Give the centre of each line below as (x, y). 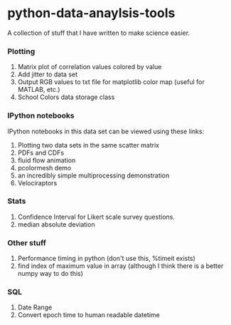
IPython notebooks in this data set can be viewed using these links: (106, 131)
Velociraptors (37, 182)
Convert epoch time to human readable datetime (88, 315)
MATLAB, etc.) (39, 90)
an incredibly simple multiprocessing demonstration (93, 175)
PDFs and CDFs (41, 153)
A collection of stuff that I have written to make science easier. (99, 33)
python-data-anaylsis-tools (91, 13)
